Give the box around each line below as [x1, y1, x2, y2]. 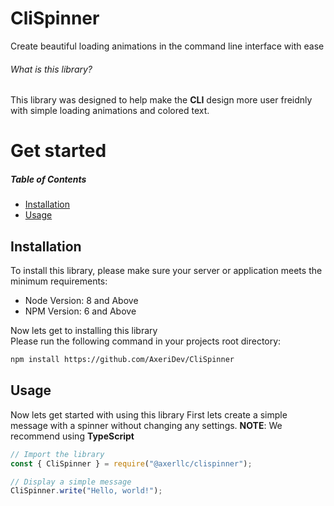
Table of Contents [10, 173, 87, 185]
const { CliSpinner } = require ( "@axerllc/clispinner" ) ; [10, 458, 253, 469]
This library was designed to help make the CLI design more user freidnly [10, 94, 313, 106]
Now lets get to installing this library [10, 325, 158, 337]
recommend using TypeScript [10, 430, 135, 442]
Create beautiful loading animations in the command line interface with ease [10, 40, 325, 52]
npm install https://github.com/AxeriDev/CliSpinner [10, 355, 235, 365]
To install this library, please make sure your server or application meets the [10, 265, 323, 277]
